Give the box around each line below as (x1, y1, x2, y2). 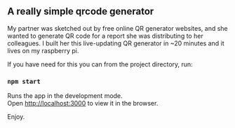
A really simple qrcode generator (7, 6, 154, 17)
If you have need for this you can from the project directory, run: (7, 59, 193, 69)
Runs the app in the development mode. (7, 92, 123, 100)
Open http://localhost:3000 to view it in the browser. (7, 99, 159, 108)
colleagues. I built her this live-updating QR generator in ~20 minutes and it (7, 38, 224, 48)
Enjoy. (7, 113, 25, 121)
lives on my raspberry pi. (7, 46, 79, 55)
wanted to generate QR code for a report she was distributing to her (7, 31, 203, 40)
